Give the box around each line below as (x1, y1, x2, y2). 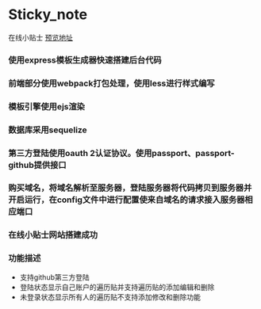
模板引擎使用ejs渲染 (8, 101, 86, 112)
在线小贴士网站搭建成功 (8, 230, 98, 241)
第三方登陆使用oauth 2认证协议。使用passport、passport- (8, 147, 236, 158)
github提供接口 (8, 159, 67, 170)
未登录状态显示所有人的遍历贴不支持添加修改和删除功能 (19, 292, 201, 302)
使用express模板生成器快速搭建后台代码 (8, 54, 162, 65)
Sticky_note (8, 6, 88, 24)
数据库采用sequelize (8, 124, 87, 135)
